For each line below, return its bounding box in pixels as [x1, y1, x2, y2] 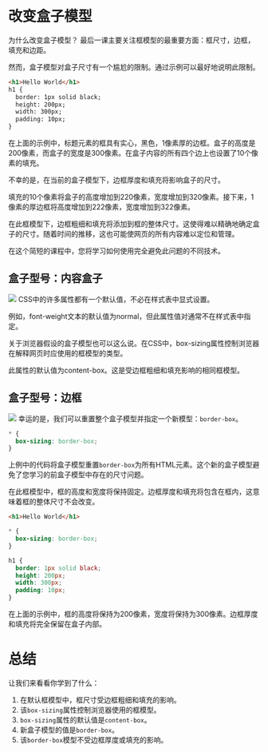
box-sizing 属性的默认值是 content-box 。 [19, 715, 152, 724]
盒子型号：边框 [8, 391, 82, 404]
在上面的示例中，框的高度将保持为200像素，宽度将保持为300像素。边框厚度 [8, 609, 258, 619]
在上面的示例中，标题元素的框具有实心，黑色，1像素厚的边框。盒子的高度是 [8, 138, 256, 148]
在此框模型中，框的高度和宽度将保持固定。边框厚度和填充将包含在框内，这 [8, 487, 253, 496]
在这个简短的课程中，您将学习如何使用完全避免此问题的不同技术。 [8, 246, 225, 256]
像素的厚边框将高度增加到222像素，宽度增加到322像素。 [8, 202, 195, 212]
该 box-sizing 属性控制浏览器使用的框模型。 [19, 705, 161, 714]
